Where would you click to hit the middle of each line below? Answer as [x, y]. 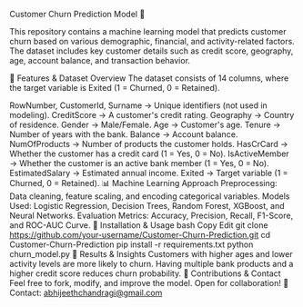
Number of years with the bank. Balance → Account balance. [124, 134]
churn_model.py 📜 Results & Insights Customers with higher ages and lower [151, 254]
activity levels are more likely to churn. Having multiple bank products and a [151, 264]
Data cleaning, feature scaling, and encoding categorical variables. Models [150, 196]
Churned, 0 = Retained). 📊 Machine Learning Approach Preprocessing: [143, 183]
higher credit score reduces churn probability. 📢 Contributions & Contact [145, 273]
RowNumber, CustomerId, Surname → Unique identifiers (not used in [139, 105]
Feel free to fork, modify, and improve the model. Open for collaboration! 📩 [149, 283]
